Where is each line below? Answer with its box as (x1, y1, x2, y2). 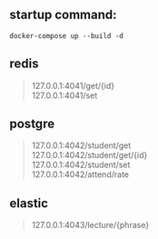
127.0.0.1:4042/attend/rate (31, 169, 130, 180)
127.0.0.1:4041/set (31, 90, 98, 101)
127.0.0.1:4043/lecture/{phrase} (31, 220, 150, 231)
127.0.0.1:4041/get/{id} (31, 80, 115, 91)
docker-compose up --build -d (9, 31, 124, 40)
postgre (9, 116, 55, 132)
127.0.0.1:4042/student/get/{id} (31, 150, 148, 161)
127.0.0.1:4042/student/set (31, 159, 131, 171)
